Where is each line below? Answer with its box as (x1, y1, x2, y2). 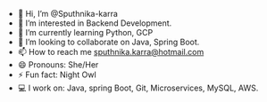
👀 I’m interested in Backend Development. (17, 18, 172, 28)
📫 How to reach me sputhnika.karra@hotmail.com (17, 47, 204, 57)
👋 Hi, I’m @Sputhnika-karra (17, 9, 119, 19)
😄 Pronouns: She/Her (17, 59, 99, 70)
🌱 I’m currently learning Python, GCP (17, 27, 154, 37)
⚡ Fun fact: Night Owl (17, 69, 96, 80)
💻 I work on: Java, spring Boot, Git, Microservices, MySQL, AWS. (17, 82, 259, 93)
